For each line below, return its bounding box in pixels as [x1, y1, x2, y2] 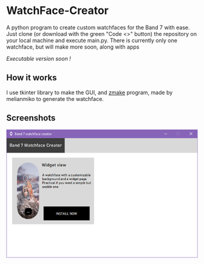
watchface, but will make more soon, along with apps [6, 43, 140, 50]
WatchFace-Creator [6, 4, 109, 18]
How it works [6, 72, 57, 83]
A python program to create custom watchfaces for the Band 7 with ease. [6, 24, 190, 31]
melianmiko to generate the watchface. [6, 95, 104, 102]
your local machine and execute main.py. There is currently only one [6, 36, 178, 44]
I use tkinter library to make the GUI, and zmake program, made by [6, 89, 173, 96]
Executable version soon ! [6, 55, 71, 62]
